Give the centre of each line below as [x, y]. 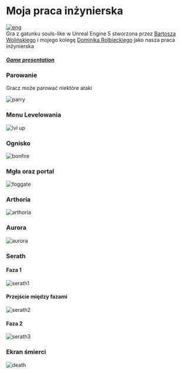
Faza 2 [14, 323]
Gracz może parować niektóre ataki [49, 88]
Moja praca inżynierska [65, 11]
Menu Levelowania [34, 115]
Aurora [16, 228]
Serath [16, 256]
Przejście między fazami [37, 296]
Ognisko [18, 143]
